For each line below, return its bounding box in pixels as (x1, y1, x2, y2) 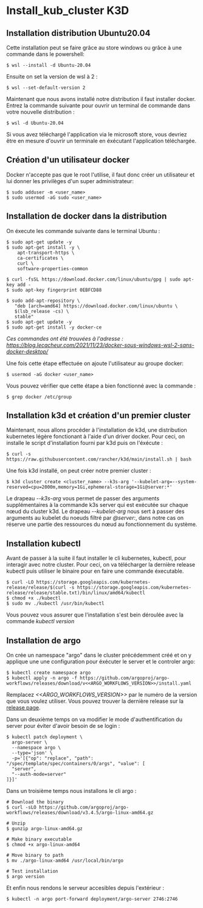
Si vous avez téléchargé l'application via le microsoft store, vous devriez (6, 131, 187, 138)
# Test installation (6, 868, 59, 875)
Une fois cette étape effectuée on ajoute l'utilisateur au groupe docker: (6, 360, 184, 367)
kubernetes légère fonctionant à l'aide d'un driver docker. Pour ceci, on (6, 433, 185, 440)
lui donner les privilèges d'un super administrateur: (6, 177, 134, 184)
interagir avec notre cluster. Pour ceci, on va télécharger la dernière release (6, 561, 196, 568)
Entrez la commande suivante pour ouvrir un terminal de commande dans (6, 102, 190, 109)
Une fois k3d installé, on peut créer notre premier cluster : (6, 467, 151, 475)
